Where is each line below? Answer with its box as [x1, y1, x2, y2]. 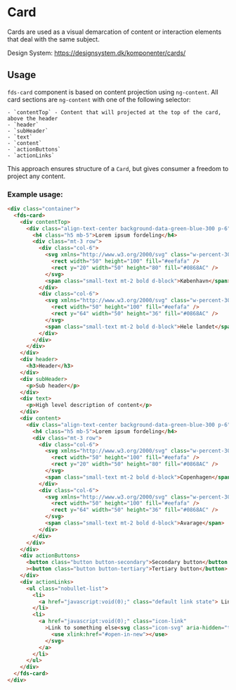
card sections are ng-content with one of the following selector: [7, 95, 191, 103]
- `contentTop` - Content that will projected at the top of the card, [7, 108, 221, 116]
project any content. [7, 172, 65, 180]
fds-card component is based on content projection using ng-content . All [7, 87, 219, 96]
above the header [7, 115, 58, 122]
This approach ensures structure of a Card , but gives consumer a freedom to [7, 164, 229, 172]
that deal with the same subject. [7, 34, 100, 43]
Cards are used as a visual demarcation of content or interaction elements [7, 27, 222, 36]
